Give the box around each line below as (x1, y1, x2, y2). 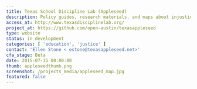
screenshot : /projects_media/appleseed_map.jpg (6, 69, 125, 74)
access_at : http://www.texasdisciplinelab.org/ (6, 19, 125, 25)
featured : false (6, 74, 46, 80)
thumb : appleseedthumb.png (6, 63, 72, 69)
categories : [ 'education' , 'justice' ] (6, 42, 107, 47)
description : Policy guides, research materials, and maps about (6, 14, 169, 20)
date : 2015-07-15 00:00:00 (6, 57, 72, 63)
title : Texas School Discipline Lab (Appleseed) (6, 8, 127, 15)
